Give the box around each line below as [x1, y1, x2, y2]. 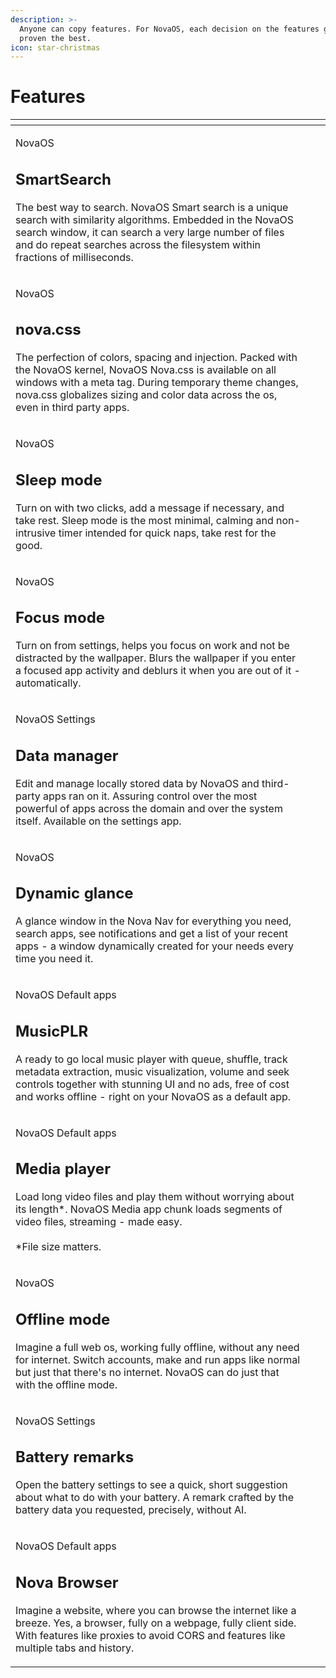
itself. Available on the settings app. [15, 814, 182, 828]
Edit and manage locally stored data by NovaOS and [15, 776, 260, 790]
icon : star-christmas [10, 42, 101, 53]
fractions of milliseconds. [15, 250, 134, 264]
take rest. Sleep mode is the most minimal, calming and [15, 513, 274, 527]
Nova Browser [15, 1572, 119, 1592]
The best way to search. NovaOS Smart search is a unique [15, 200, 289, 214]
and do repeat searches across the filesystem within [15, 237, 262, 251]
